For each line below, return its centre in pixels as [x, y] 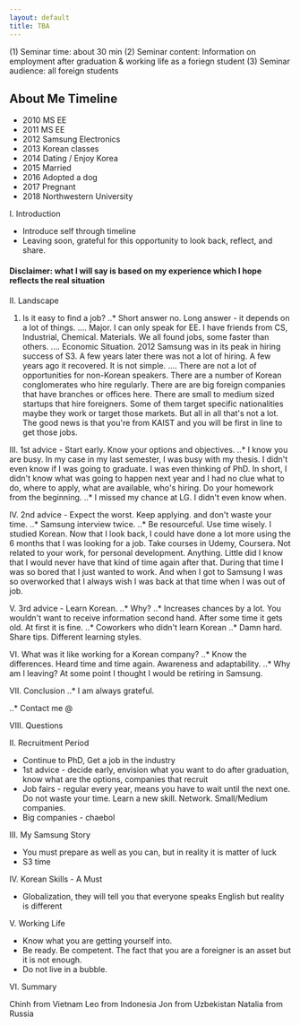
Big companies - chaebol [69, 817]
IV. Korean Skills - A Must [56, 879]
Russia [21, 1013]
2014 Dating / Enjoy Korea [70, 159]
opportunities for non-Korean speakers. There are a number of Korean [152, 375]
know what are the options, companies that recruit [115, 779]
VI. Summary [33, 987]
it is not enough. [52, 960]
